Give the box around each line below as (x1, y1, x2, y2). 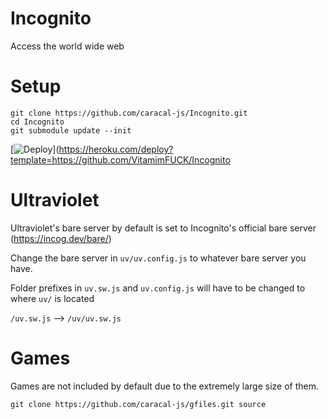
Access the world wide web (10, 40, 125, 52)
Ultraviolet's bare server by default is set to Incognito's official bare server (10, 222, 317, 234)
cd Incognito (10, 117, 65, 127)
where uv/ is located (10, 292, 95, 304)
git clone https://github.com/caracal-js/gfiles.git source (10, 399, 267, 409)
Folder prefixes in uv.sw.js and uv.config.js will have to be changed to (10, 282, 306, 294)
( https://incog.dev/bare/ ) (10, 232, 112, 244)
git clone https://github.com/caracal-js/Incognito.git (10, 108, 248, 118)
